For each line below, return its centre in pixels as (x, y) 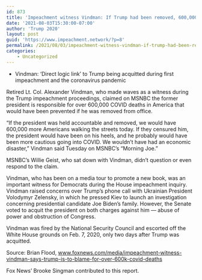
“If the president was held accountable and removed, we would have (91, 123)
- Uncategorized (38, 57)
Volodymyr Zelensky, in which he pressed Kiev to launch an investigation (96, 197)
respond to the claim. (32, 166)
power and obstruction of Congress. (51, 216)
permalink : (20, 46)
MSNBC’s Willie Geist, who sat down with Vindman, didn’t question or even (99, 160)
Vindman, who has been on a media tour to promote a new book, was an (96, 178)
